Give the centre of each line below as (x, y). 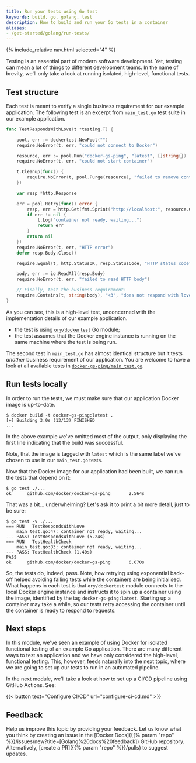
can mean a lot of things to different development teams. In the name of (92, 67)
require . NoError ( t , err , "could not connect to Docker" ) (87, 145)
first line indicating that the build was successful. (65, 442)
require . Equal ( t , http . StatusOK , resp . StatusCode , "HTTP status (96, 263)
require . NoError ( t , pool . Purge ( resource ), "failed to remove (103, 177)
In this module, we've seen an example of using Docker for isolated (87, 643)
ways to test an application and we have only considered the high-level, (92, 655)
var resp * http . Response (47, 193)
